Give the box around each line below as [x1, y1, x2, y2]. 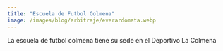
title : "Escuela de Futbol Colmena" [7, 10, 115, 17]
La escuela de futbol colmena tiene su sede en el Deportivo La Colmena [7, 36, 217, 44]
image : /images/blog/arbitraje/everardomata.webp [7, 17, 157, 24]
